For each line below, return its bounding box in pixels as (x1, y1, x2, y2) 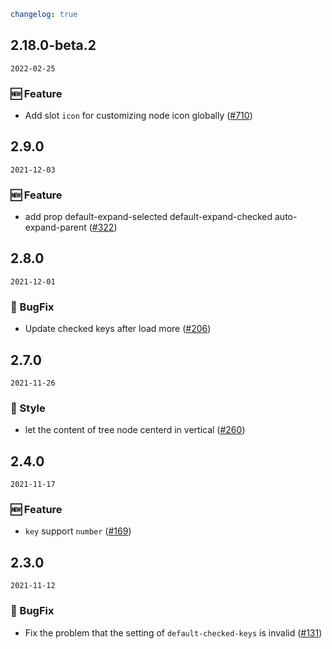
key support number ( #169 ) (24, 525, 132, 537)
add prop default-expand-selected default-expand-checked (24, 211, 273, 223)
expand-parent (24, 221, 87, 234)
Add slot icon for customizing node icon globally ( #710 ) (24, 109, 253, 121)
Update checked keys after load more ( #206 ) (24, 323, 212, 335)
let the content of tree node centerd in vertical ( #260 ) (24, 424, 246, 436)
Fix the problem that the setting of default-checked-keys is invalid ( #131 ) (24, 626, 323, 639)
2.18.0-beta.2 (10, 37, 97, 54)
